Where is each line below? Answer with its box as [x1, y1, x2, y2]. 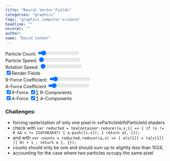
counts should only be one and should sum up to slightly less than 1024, [12, 145, 163, 151]
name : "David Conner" [5, 36, 51, 41]
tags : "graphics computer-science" [5, 17, 81, 22]
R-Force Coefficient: [5, 76, 48, 83]
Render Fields [12, 70, 41, 76]
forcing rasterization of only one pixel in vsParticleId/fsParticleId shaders [12, 119, 165, 126]
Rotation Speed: [5, 64, 39, 70]
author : [5, 31, 22, 36]
